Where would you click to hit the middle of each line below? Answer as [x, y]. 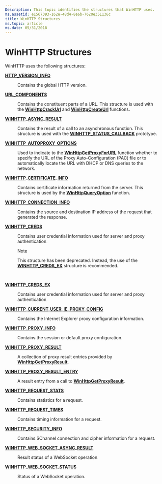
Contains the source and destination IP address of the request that [85, 212]
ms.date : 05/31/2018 [26, 28]
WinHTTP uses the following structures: [45, 66]
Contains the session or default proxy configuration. [70, 338]
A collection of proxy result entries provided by [65, 357]
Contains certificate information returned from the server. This [80, 188]
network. [27, 168]
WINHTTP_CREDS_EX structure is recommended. [68, 266]
